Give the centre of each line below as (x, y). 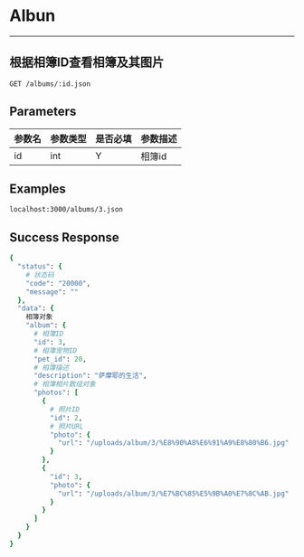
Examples (38, 189)
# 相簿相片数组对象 (65, 384)
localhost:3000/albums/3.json (66, 210)
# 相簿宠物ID (55, 350)
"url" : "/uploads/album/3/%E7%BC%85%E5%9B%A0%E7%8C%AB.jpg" (173, 494)
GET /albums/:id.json (50, 84)
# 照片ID (65, 409)
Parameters (43, 112)
